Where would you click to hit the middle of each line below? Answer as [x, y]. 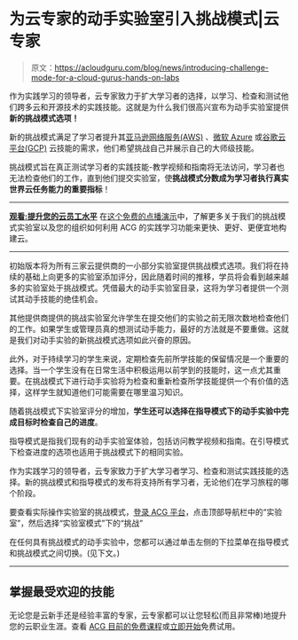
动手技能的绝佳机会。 [63, 298]
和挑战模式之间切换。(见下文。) [65, 553]
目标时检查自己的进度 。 [59, 422]
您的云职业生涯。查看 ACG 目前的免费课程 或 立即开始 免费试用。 [125, 626]
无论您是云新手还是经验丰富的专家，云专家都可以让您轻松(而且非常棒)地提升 [148, 615]
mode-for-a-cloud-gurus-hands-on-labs [105, 77]
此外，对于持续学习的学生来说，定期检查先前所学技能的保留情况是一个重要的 [149, 359]
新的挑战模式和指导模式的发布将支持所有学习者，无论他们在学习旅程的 [153, 482]
